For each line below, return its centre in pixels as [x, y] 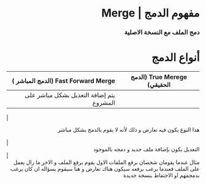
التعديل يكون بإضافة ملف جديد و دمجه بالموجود [147, 149]
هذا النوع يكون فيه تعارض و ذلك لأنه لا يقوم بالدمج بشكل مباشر [129, 130]
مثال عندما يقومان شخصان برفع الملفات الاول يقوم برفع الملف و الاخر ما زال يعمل [106, 162]
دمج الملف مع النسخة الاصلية [162, 32]
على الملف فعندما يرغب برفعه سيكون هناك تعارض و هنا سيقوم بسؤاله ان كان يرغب [105, 169]
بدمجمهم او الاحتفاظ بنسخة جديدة [162, 175]
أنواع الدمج [175, 58]
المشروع [104, 103]
